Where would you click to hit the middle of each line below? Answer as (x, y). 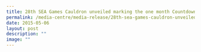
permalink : (20, 17)
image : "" (19, 39)
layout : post (22, 28)
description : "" (26, 34)
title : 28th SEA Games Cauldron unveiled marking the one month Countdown (101, 12)
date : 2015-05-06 (28, 23)
